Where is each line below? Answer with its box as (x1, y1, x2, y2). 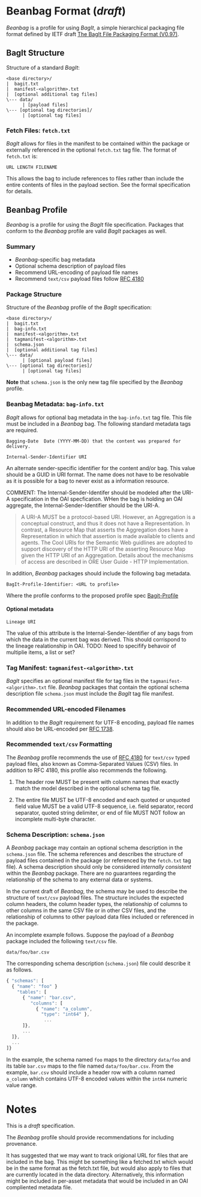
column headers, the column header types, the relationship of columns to (6, 901, 188, 908)
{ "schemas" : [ (6, 978, 44, 984)
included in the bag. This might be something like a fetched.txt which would (6, 1159, 193, 1166)
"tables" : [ (17, 989, 47, 995)
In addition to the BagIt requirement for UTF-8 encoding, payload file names (6, 718, 194, 726)
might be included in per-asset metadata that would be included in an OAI (6, 1177, 188, 1185)
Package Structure (6, 290, 62, 299)
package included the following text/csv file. (6, 938, 118, 945)
